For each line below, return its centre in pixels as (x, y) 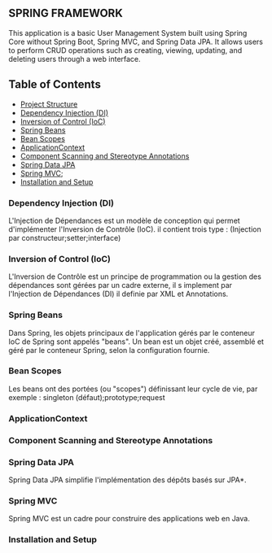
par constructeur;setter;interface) (65, 237)
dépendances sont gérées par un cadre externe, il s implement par (121, 285)
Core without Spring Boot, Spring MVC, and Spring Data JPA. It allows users (136, 41)
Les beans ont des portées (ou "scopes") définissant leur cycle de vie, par (133, 389)
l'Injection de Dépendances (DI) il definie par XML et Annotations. (118, 294)
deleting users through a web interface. (75, 59)
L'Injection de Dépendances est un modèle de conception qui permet (124, 220)
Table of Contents (55, 85)
